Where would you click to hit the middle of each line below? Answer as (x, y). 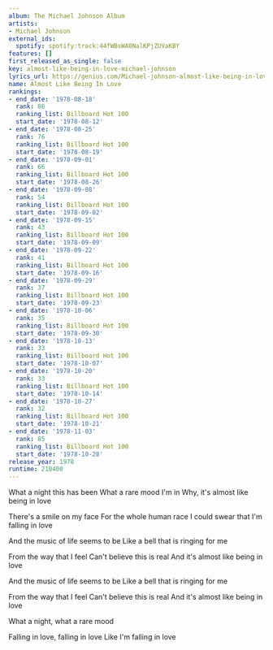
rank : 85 (30, 439)
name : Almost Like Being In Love (65, 84)
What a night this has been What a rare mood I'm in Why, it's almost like (129, 492)
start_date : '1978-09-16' (60, 273)
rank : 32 (30, 409)
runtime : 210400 (36, 469)
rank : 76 (30, 136)
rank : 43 (30, 227)
